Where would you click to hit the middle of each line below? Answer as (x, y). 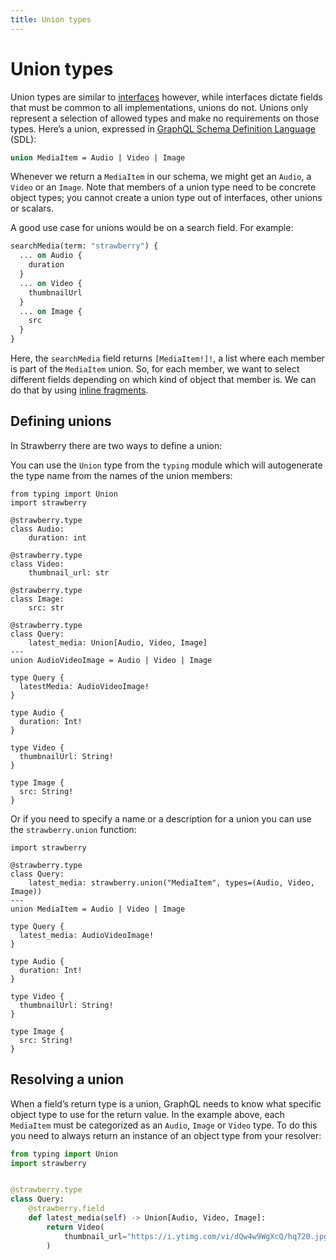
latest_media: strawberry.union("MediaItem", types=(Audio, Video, (171, 882)
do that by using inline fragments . (79, 390)
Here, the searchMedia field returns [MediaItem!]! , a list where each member (167, 358)
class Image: (37, 599)
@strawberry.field (66, 1209)
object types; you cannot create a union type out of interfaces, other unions (166, 198)
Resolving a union (67, 1079)
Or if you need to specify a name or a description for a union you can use (161, 818)
